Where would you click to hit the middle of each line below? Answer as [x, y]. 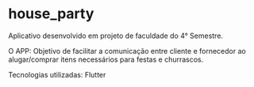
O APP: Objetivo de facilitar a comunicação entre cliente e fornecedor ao [127, 51]
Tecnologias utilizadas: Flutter [57, 74]
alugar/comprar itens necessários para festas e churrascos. [106, 59]
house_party [51, 14]
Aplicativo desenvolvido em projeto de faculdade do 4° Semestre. [116, 36]
